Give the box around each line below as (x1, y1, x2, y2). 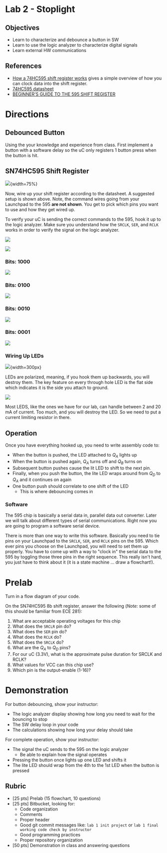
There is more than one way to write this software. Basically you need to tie (5, 533, 160, 539)
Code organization (19, 806, 58, 812)
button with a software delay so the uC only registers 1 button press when (5, 147, 157, 153)
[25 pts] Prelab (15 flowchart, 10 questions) (12, 795, 101, 801)
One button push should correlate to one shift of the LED (12, 483, 129, 489)
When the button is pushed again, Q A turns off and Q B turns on (12, 458, 142, 466)
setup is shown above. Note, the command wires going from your (5, 196, 140, 202)
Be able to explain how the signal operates (19, 752, 107, 758)
